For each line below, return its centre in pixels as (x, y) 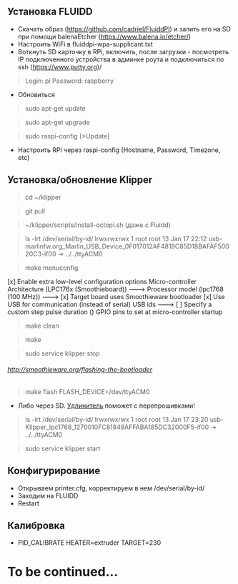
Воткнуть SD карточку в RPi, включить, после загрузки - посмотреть (123, 51)
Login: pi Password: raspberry (69, 81)
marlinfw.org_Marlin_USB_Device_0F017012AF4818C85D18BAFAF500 (127, 246)
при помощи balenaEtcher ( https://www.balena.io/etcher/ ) (104, 36)
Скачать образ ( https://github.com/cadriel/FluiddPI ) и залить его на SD (124, 29)
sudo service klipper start (63, 448)
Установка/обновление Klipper (80, 180)
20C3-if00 (40, 253)
